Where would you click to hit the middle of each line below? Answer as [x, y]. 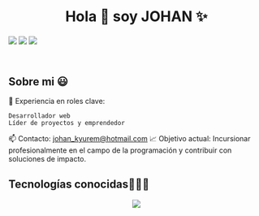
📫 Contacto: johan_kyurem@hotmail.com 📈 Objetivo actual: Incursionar [129, 138]
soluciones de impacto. [47, 158]
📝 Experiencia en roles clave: [57, 101]
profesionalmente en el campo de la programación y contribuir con [120, 150]
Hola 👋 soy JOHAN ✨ [136, 17]
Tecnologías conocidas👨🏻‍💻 [79, 185]
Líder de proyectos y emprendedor [67, 123]
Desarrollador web [39, 116]
